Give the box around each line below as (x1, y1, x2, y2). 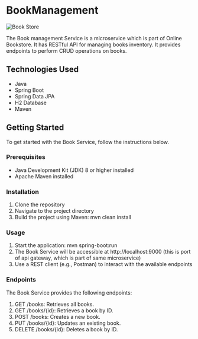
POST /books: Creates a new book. (14, 313, 100, 320)
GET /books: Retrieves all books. (14, 300, 95, 308)
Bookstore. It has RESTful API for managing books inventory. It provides (6, 41, 181, 48)
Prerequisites (6, 153, 46, 161)
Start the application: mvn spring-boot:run (14, 242, 118, 249)
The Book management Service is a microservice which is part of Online (6, 34, 182, 41)
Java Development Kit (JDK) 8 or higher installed (14, 167, 134, 174)
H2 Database (14, 99, 47, 106)
